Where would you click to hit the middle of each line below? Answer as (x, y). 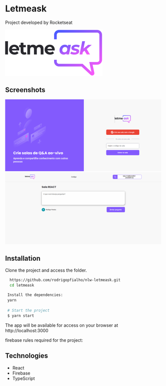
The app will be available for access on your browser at (62, 325)
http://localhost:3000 (27, 331)
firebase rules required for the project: (44, 340)
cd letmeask (22, 285)
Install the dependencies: (35, 295)
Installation (23, 258)
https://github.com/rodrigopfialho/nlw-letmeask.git (65, 280)
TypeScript (24, 378)
